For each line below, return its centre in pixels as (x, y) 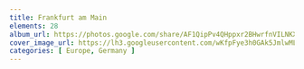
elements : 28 (34, 26)
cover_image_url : (42, 43)
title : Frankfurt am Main (58, 17)
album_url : (30, 34)
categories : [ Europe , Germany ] (72, 51)
